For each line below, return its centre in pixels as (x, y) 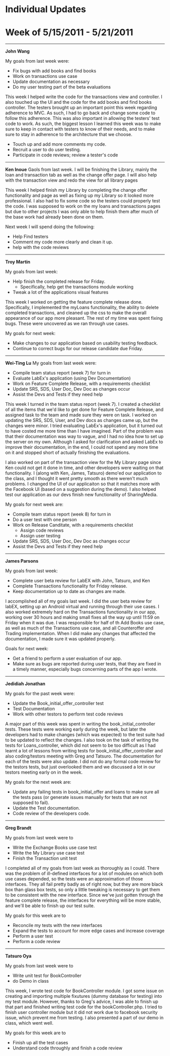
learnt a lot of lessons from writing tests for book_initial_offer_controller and (84, 751)
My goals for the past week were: (40, 694)
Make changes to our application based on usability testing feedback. (85, 343)
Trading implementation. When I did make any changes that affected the (80, 633)
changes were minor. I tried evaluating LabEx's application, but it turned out (84, 426)
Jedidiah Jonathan (25, 684)
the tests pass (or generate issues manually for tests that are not (80, 797)
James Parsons (22, 561)
